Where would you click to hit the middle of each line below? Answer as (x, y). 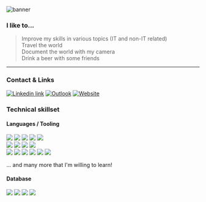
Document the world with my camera (68, 52)
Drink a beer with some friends (60, 58)
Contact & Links (30, 80)
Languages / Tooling (33, 124)
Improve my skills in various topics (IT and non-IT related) (94, 39)
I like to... (21, 25)
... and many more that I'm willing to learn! (59, 165)
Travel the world (42, 45)
